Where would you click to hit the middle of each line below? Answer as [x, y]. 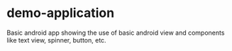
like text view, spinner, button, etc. [57, 40]
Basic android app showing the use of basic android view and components [116, 33]
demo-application [61, 13]
